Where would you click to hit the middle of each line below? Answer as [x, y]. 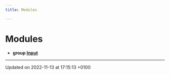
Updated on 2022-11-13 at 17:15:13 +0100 [48, 67]
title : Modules [21, 10]
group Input [25, 52]
